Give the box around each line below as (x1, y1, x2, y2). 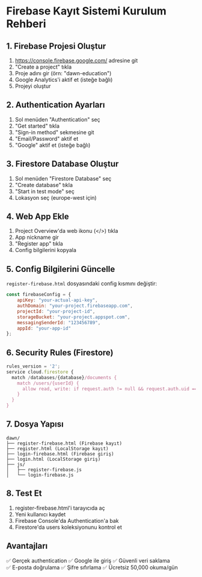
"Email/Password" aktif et (14, 135, 79, 142)
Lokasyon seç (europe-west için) (14, 194, 97, 201)
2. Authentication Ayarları (6, 100, 105, 110)
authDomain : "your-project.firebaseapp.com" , (17, 303, 133, 309)
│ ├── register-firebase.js (6, 466, 82, 473)
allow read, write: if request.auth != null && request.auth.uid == (22, 386, 198, 392)
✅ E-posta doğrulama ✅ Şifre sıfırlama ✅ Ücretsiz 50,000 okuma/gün (6, 564, 179, 571)
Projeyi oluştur (14, 82, 51, 90)
